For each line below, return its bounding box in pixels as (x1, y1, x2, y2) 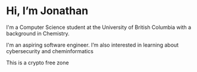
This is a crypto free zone (6, 59, 70, 66)
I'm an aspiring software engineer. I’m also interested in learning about (6, 41, 179, 48)
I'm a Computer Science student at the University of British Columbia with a (6, 24, 192, 31)
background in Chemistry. (6, 30, 70, 37)
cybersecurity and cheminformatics (6, 47, 94, 54)
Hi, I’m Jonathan (6, 4, 89, 18)
